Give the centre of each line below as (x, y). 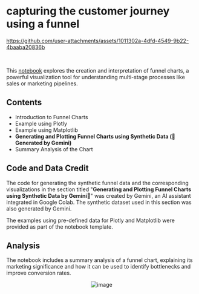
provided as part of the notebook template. (60, 227)
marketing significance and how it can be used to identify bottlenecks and (99, 267)
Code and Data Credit (47, 168)
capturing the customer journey (88, 11)
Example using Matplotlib (47, 130)
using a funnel (43, 24)
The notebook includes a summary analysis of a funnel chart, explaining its (100, 260)
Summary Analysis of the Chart (54, 149)
